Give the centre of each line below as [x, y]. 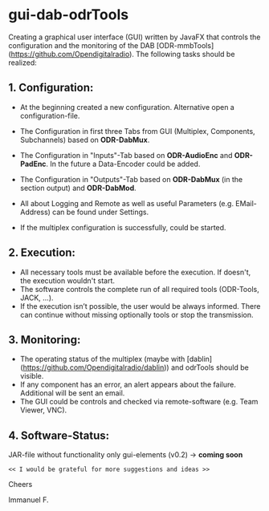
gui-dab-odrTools [69, 15]
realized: [23, 63]
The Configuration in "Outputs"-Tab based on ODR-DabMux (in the [131, 179]
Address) [35, 212]
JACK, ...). [37, 298]
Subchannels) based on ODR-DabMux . [85, 140]
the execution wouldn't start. [67, 280]
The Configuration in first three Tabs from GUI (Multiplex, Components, [137, 131]
